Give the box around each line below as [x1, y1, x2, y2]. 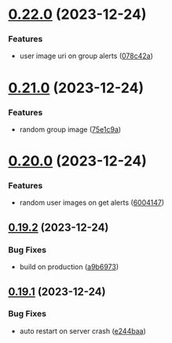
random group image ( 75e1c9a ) [19, 124, 122, 134]
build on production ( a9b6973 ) [19, 262, 119, 272]
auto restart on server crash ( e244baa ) [19, 326, 147, 335]
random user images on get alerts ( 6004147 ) [19, 198, 165, 207]
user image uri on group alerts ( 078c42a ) [19, 51, 153, 60]
